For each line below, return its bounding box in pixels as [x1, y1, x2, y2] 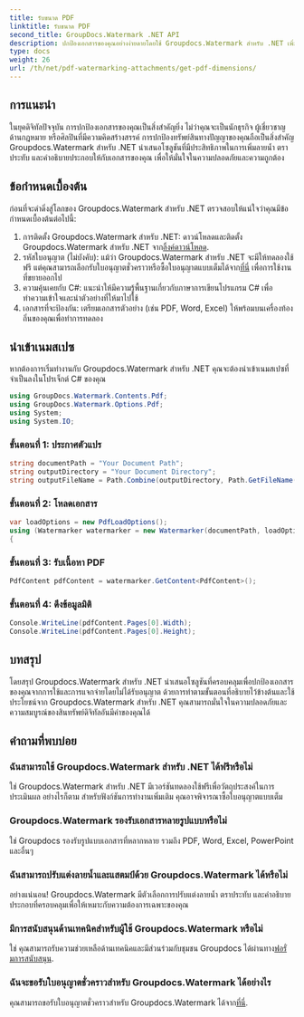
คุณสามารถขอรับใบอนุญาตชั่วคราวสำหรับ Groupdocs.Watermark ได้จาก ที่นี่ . [9, 997, 249, 1008]
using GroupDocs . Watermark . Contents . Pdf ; [9, 391, 168, 401]
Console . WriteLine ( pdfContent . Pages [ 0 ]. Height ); [9, 627, 196, 636]
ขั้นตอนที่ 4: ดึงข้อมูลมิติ [9, 598, 92, 610]
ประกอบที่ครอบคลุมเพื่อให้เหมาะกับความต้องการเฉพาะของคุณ [9, 898, 189, 910]
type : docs [9, 47, 51, 56]
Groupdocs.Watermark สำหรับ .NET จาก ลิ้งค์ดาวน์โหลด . [22, 241, 210, 252]
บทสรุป [9, 652, 42, 667]
